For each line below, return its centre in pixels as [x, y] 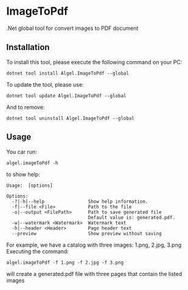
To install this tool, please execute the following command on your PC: [94, 62]
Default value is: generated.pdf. [131, 217]
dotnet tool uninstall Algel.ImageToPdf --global [71, 118]
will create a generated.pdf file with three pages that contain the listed [94, 274]
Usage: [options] [30, 185]
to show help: [23, 174]
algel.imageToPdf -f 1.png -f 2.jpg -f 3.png [65, 263]
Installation [28, 47]
